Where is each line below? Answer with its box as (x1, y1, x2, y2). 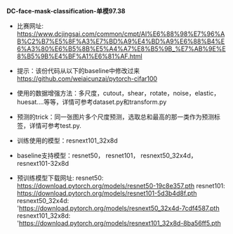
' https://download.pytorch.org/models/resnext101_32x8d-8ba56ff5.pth (16, 219, 222, 227)
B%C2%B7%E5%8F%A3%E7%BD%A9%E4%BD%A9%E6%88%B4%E (16, 37, 225, 45)
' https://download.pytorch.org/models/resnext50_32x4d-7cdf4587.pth (16, 204, 220, 212)
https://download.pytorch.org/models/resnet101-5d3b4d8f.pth (16, 189, 197, 197)
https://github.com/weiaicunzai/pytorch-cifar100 (16, 74, 158, 83)
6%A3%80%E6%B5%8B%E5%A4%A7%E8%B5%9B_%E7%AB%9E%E (16, 45, 226, 53)
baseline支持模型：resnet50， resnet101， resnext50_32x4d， (16, 151, 197, 160)
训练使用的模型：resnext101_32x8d (16, 136, 119, 145)
